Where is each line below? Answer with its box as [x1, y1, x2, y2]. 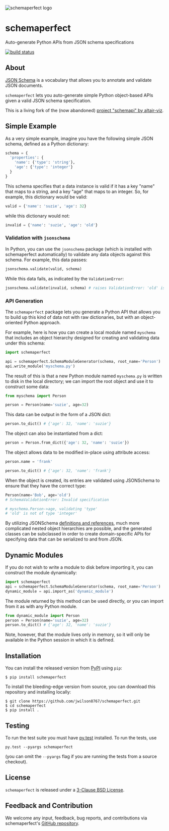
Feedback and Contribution [5, 801, 93, 810]
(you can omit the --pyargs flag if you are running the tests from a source [5, 753, 157, 759]
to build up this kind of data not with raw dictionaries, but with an [5, 314, 140, 320]
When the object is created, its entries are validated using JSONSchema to [5, 477, 160, 483]
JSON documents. [5, 82, 43, 88]
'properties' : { [10, 155, 44, 160]
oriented [5, 319, 23, 325]
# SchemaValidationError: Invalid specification [5, 497, 109, 502]
